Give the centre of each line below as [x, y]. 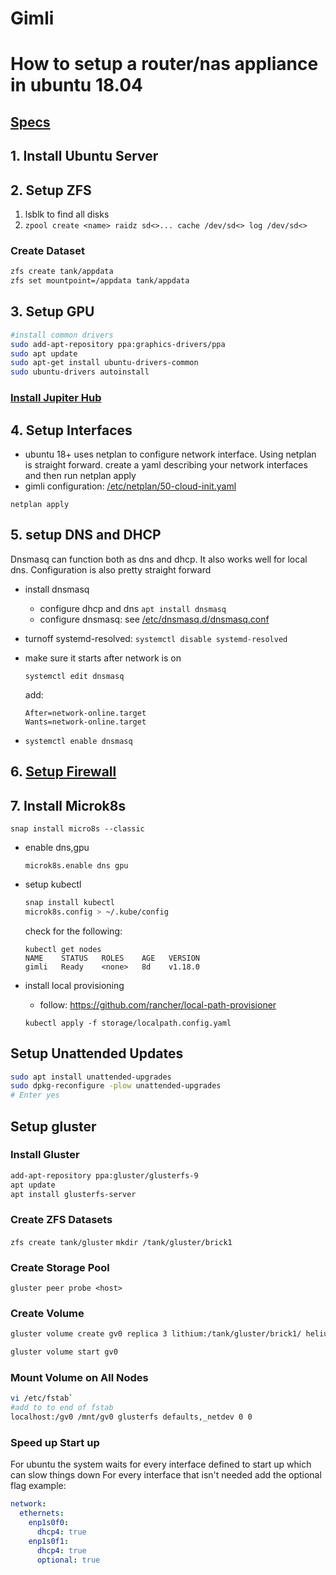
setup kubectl [53, 884]
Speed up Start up [55, 1442]
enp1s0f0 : [49, 1523]
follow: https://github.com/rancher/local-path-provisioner [158, 1004]
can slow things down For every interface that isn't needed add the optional [166, 1475]
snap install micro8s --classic [77, 828]
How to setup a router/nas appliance [164, 64]
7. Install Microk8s [68, 805]
